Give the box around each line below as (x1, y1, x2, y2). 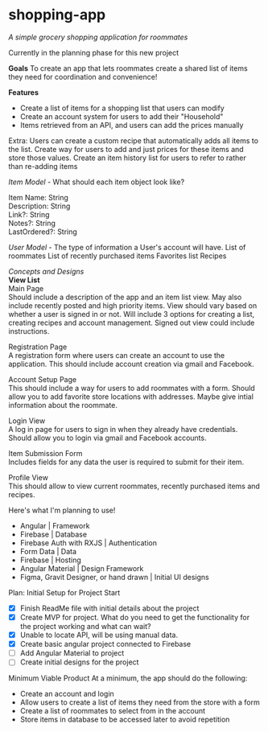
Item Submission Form (8, 448, 83, 458)
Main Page (8, 283, 44, 293)
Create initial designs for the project (19, 657, 139, 667)
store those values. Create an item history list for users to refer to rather (8, 153, 247, 162)
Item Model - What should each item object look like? (8, 177, 185, 187)
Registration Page (8, 342, 68, 352)
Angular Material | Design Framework (19, 563, 144, 573)
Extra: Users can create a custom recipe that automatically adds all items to (8, 135, 259, 146)
